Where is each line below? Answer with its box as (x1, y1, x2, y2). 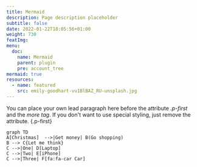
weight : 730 (6, 32, 36, 38)
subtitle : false (6, 20, 47, 26)
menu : (6, 43, 20, 49)
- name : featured (12, 83, 56, 89)
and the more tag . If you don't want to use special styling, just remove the (6, 111, 191, 118)
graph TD (6, 129, 29, 135)
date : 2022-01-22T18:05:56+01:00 (6, 26, 91, 32)
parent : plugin (17, 60, 56, 66)
